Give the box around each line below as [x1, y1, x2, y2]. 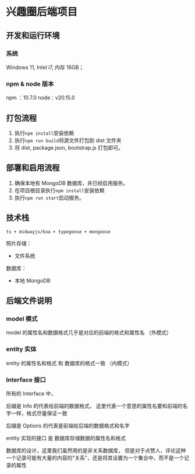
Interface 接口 [6, 375, 46, 383]
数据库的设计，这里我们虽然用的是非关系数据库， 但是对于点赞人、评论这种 [6, 447, 186, 454]
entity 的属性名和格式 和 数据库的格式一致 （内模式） [6, 359, 133, 366]
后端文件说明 [6, 296, 52, 306]
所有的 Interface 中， [6, 390, 56, 397]
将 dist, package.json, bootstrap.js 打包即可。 [14, 144, 124, 151]
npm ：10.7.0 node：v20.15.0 [6, 94, 75, 101]
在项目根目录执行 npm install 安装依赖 [14, 186, 105, 193]
